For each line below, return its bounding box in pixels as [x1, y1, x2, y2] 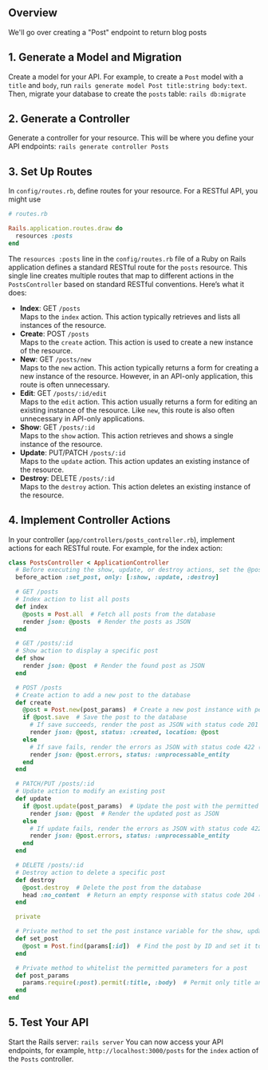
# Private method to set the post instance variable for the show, [15, 928, 245, 936]
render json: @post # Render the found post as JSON [22, 662, 205, 670]
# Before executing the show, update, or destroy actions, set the [15, 566, 245, 574]
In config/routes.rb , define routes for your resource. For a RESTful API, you [8, 186, 258, 196]
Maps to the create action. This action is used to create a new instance [19, 337, 254, 347]
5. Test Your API [8, 1016, 89, 1029]
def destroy [15, 876, 56, 884]
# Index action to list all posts [15, 596, 130, 604]
